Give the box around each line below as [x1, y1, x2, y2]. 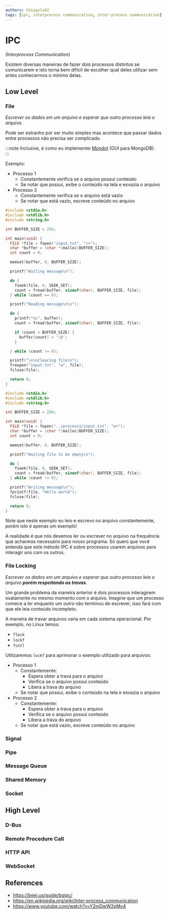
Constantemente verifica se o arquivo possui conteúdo [20, 176, 137, 182]
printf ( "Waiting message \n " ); [10, 269, 74, 274]
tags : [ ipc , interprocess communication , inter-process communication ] [5, 12, 162, 17]
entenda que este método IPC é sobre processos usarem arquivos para [5, 544, 157, 550]
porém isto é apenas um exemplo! [5, 523, 77, 529]
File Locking [5, 562, 36, 570]
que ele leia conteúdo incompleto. [5, 606, 78, 612]
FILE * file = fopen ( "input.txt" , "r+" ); [10, 241, 98, 246]
